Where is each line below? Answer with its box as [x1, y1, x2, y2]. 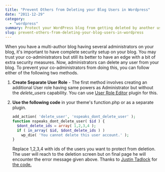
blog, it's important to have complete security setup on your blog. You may [5, 49, 156, 55]
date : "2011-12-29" [5, 12, 45, 17]
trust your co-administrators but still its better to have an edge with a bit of [5, 54, 156, 60]
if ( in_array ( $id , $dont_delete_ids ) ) [17, 128, 105, 133]
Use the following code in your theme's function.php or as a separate [12, 100, 154, 105]
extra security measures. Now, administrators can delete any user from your [5, 60, 159, 65]
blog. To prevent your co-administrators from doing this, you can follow [5, 65, 150, 70]
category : [5, 16, 26, 21]
